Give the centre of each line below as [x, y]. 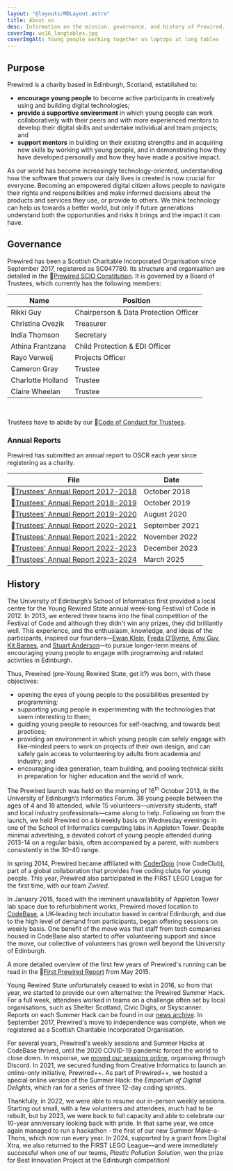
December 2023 [171, 549]
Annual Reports [34, 440]
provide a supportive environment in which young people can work [115, 113]
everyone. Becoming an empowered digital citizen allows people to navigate [116, 185]
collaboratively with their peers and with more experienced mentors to [118, 120]
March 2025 [164, 560]
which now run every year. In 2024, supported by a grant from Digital [128, 1138]
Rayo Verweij [32, 357]
